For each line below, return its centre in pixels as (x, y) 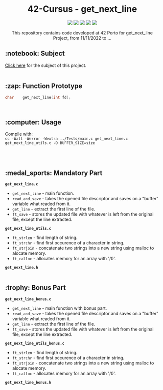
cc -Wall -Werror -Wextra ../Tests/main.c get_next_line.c (67, 139)
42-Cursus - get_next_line (82, 9)
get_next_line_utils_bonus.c (35, 343)
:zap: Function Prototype (44, 86)
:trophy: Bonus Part (35, 288)
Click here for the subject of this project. (46, 65)
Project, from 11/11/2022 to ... (82, 38)
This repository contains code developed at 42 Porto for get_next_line (82, 32)
